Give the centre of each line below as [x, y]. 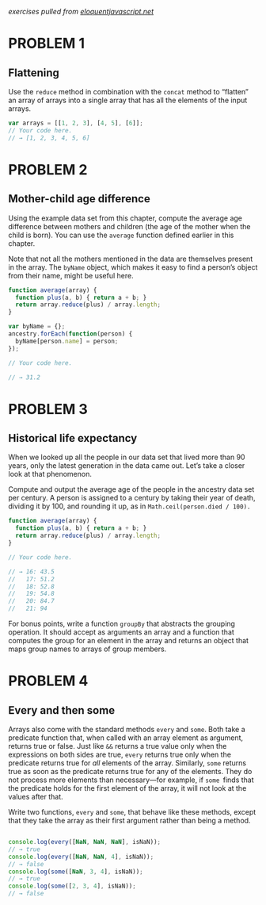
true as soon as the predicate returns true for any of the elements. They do [130, 771]
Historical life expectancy [73, 438]
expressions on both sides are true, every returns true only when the [120, 754]
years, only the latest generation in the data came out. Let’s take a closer [127, 466]
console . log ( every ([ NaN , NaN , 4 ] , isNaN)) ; [81, 857]
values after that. [36, 797]
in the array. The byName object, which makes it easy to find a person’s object [133, 267]
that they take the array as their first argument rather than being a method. [129, 821]
